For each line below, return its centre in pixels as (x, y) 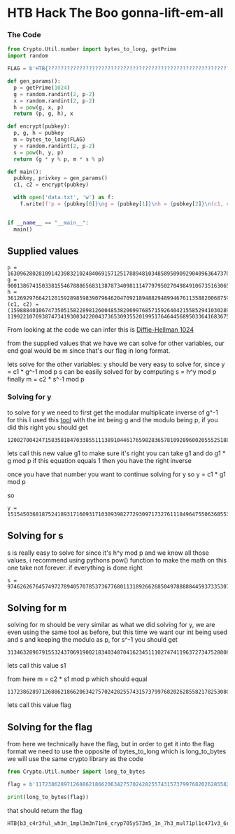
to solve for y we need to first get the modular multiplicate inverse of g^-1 (113, 412)
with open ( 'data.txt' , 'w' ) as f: (64, 198)
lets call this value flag (40, 705)
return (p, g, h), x (43, 114)
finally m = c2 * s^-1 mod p (46, 379)
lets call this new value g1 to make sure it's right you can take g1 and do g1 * (116, 453)
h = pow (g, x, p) (39, 107)
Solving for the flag (50, 727)
